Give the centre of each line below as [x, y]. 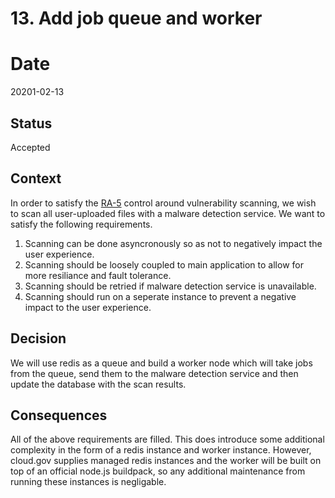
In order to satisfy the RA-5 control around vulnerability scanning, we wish [163, 203]
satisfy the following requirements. [81, 224]
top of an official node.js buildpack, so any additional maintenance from [158, 471]
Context [36, 178]
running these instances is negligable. [88, 482]
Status [31, 123]
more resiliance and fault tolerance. [98, 275]
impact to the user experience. [88, 307]
